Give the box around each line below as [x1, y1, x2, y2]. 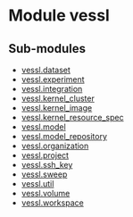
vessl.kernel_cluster [21, 93, 95, 104]
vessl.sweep [21, 169, 68, 179]
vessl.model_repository [21, 131, 108, 141]
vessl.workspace [21, 197, 84, 208]
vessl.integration [21, 84, 83, 94]
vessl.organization [21, 140, 89, 151]
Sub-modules [8, 41, 87, 56]
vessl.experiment [21, 74, 86, 85]
